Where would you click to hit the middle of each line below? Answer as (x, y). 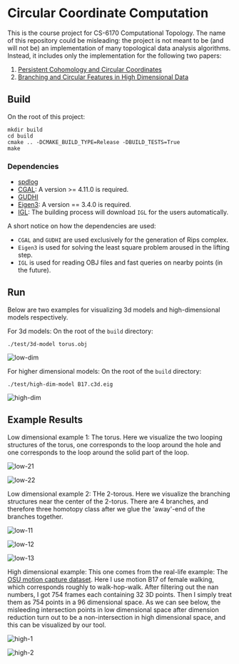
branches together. (35, 516)
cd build (20, 136)
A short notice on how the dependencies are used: (82, 226)
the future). (34, 270)
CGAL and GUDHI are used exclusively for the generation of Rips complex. (123, 240)
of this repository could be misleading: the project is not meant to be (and (116, 40)
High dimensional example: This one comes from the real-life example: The (118, 571)
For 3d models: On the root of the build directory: (80, 331)
